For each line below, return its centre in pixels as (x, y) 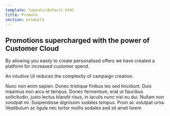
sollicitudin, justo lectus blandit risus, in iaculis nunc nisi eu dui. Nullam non (85, 97)
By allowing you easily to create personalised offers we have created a (80, 61)
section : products (25, 20)
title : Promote (22, 15)
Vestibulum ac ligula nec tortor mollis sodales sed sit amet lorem (73, 108)
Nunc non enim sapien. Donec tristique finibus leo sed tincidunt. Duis (78, 86)
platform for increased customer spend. (48, 66)
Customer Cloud (32, 49)
